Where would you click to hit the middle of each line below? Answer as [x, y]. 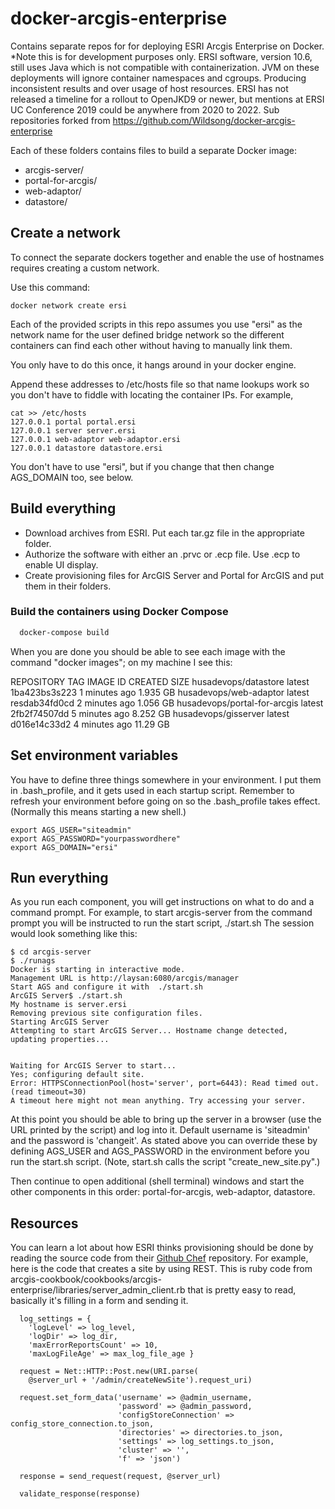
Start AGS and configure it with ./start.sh [106, 987]
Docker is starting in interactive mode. [98, 970]
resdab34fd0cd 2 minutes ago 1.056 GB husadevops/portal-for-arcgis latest [167, 703]
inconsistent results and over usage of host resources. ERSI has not [149, 88]
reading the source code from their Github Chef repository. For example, [159, 1258]
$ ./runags [33, 961]
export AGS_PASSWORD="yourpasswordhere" [96, 838]
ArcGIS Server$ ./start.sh [66, 996]
